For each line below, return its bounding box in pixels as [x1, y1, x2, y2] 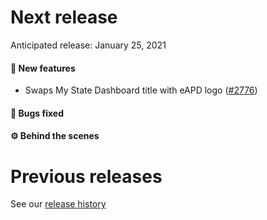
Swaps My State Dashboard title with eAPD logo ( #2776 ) [24, 84, 258, 96]
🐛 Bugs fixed [10, 107, 64, 119]
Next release [10, 6, 118, 29]
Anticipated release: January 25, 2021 [10, 39, 167, 51]
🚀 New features [10, 62, 76, 74]
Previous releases [10, 165, 163, 188]
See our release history [10, 198, 107, 210]
